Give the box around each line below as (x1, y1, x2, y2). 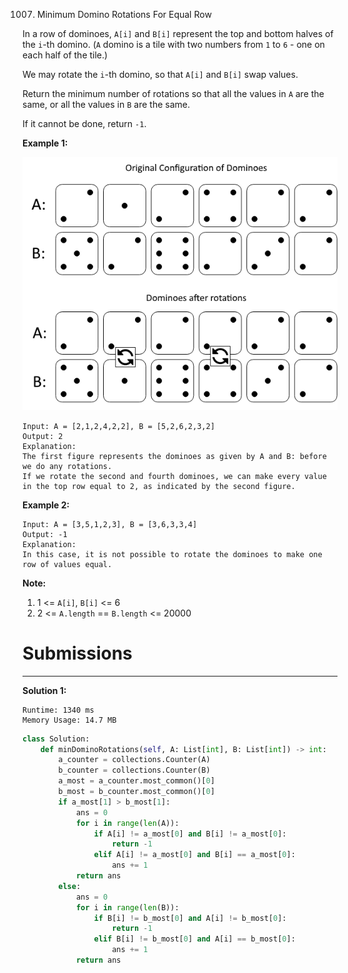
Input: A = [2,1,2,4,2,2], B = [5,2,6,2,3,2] (22, 421, 215, 431)
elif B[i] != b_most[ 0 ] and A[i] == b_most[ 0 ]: (93, 934, 296, 944)
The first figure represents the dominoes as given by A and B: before (22, 451, 327, 461)
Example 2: (22, 499, 70, 511)
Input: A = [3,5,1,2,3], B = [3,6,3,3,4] (22, 519, 198, 529)
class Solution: (22, 734, 90, 744)
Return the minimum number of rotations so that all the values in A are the (22, 88, 325, 99)
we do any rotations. (22, 461, 113, 471)
